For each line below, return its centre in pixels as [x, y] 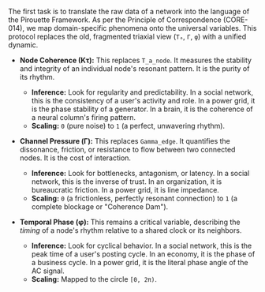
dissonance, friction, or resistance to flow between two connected [127, 150]
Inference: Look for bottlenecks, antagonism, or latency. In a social [140, 173]
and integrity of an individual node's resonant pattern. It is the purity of [134, 69]
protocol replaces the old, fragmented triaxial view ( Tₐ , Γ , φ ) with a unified [127, 36]
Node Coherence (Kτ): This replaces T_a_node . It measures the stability [136, 60]
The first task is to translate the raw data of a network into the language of [129, 11]
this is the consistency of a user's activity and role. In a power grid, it [143, 101]
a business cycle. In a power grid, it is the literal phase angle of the [140, 262]
